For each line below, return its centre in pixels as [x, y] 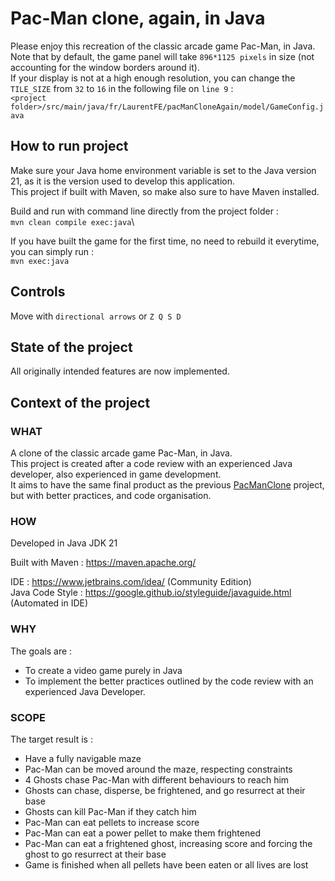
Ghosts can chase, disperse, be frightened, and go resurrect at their [165, 790]
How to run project [69, 146]
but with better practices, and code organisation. [111, 496]
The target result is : [51, 739]
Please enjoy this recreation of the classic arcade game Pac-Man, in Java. [163, 46]
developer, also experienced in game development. [116, 474]
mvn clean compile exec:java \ [72, 221]
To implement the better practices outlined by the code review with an [169, 681]
